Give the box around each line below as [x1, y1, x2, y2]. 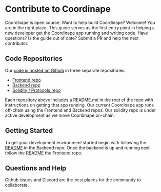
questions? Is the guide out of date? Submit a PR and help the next [5, 35, 139, 41]
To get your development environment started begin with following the [5, 139, 147, 145]
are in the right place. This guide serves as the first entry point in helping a [5, 24, 155, 30]
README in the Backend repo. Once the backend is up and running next [5, 145, 150, 150]
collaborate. [5, 182, 29, 188]
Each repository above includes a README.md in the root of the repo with [5, 97, 154, 103]
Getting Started [5, 127, 53, 135]
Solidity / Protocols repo [12, 87, 61, 93]
